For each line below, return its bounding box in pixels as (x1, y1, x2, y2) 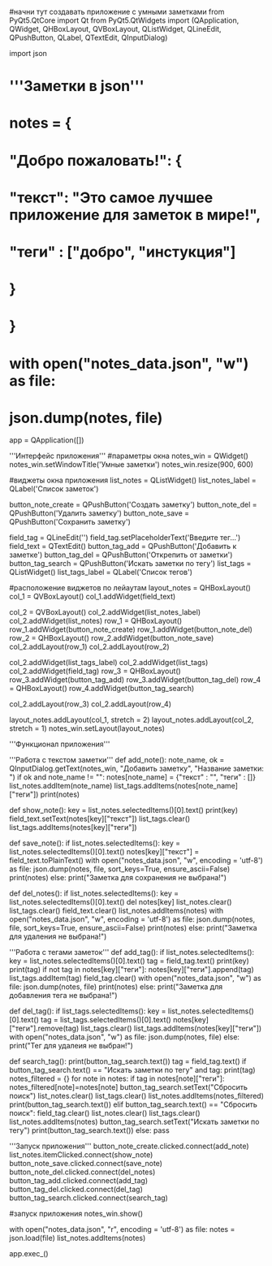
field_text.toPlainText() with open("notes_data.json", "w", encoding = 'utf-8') (9, 856, 263, 866)
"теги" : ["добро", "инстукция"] (9, 243, 236, 261)
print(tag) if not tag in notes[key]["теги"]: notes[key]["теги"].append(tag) (9, 965, 254, 974)
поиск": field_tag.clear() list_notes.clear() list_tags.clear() (9, 1108, 201, 1118)
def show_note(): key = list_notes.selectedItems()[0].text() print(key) (9, 806, 239, 815)
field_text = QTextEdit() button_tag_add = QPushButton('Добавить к (9, 542, 237, 551)
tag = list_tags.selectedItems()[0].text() (41, 1015, 171, 1025)
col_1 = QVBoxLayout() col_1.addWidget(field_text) (9, 592, 176, 602)
